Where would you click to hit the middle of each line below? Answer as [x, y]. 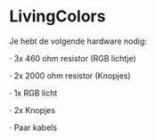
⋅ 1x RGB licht [33, 93]
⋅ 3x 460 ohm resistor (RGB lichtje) [73, 58]
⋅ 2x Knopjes [33, 110]
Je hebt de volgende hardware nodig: [78, 41]
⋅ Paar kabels [33, 128]
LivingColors [57, 16]
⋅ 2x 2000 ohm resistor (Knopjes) [70, 75]
